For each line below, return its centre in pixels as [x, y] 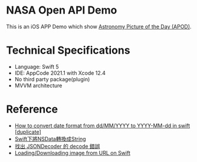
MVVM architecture [38, 85]
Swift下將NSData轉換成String [50, 138]
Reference [32, 109]
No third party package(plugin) [52, 79]
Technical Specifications [68, 50]
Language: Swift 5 [37, 67]
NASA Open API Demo [62, 10]
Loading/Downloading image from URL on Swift [73, 153]
